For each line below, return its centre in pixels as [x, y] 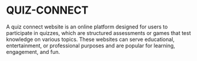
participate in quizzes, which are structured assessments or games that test [98, 33]
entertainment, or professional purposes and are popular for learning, [91, 46]
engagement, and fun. [33, 52]
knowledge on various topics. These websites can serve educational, [91, 39]
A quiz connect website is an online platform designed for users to [87, 27]
